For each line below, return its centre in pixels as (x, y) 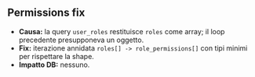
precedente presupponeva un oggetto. (81, 40)
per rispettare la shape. (56, 56)
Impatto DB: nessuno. (54, 65)
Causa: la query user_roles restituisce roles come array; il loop (122, 31)
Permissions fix (46, 13)
